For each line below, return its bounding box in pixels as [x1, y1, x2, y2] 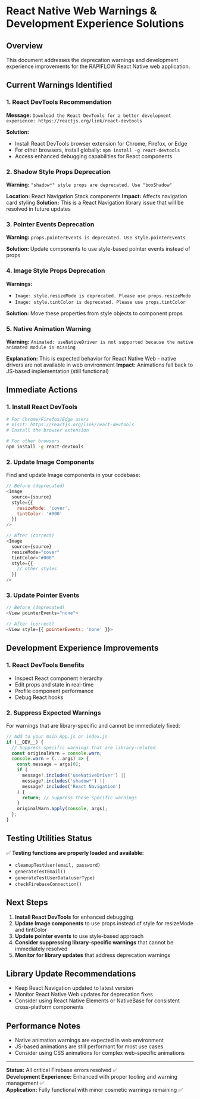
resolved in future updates [6, 205, 71, 213]
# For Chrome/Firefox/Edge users [6, 416, 89, 422]
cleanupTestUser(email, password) [14, 862, 101, 868]
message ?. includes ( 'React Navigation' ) [21, 783, 121, 789]
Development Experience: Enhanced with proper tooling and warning [6, 1073, 177, 1080]
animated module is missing [6, 344, 76, 350]
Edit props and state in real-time [14, 681, 94, 688]
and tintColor [14, 926, 47, 933]
